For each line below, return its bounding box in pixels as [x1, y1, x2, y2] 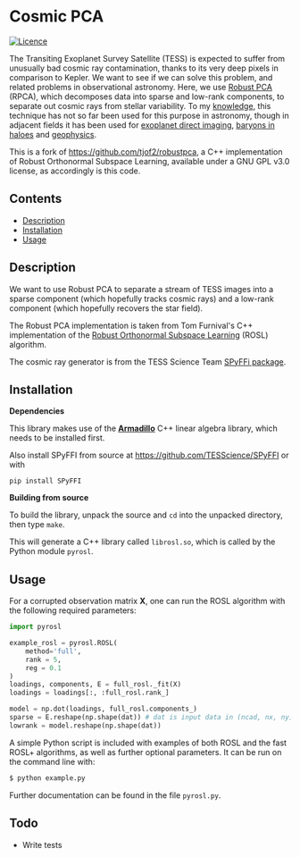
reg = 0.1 [25, 663, 62, 672]
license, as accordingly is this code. [9, 165, 141, 176]
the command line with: [9, 756, 96, 767]
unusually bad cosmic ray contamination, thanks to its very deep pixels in [9, 63, 279, 73]
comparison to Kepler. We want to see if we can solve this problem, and [9, 71, 273, 82]
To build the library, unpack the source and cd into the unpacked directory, [9, 509, 283, 520]
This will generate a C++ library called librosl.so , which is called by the [9, 536, 276, 547]
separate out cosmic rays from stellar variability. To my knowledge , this [9, 100, 271, 111]
